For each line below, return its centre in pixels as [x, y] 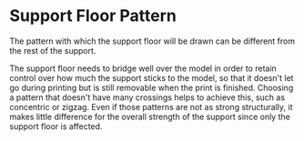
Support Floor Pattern [93, 16]
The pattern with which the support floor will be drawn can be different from [152, 41]
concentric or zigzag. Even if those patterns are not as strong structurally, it [151, 106]
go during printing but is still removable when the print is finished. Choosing [152, 87]
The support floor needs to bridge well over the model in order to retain [143, 68]
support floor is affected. [56, 126]
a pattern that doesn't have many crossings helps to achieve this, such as [147, 97]
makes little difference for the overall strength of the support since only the [150, 116]
